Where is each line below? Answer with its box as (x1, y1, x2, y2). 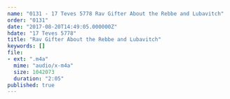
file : (7, 49, 23, 56)
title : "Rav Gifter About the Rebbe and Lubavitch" (7, 36, 161, 43)
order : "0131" (7, 17, 49, 24)
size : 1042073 (13, 68, 55, 75)
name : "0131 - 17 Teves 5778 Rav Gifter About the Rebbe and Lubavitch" (7, 10, 224, 17)
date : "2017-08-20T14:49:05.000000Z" (7, 23, 118, 30)
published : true (7, 82, 55, 89)
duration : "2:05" (13, 75, 65, 82)
